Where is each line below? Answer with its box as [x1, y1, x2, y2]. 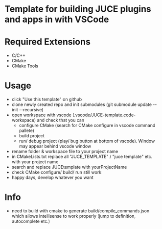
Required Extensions [4, 36, 91, 48]
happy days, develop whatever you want [11, 175, 93, 180]
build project [19, 133, 45, 139]
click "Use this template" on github [11, 97, 82, 102]
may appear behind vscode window [19, 143, 92, 149]
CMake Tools [11, 63, 39, 69]
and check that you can [37, 117, 84, 123]
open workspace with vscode [11, 112, 71, 118]
